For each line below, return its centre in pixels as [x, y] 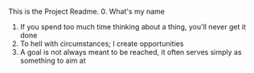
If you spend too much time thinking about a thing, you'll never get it [133, 27]
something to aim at [53, 60]
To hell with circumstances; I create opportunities [102, 44]
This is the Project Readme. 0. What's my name [86, 12]
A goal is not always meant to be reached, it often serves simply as [131, 52]
